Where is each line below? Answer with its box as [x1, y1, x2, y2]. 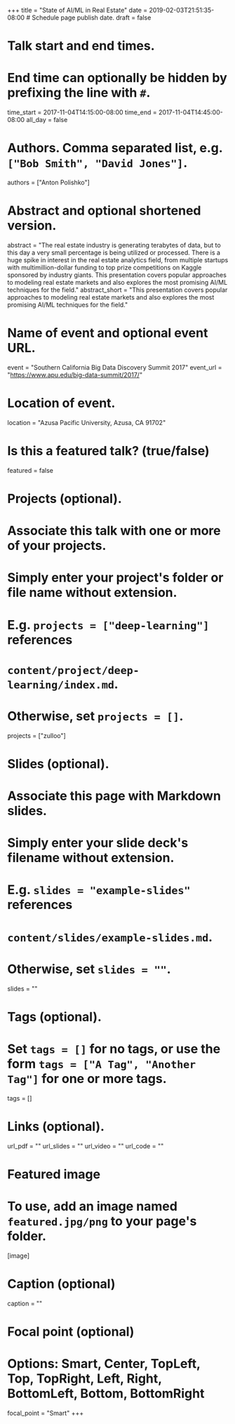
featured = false [7, 466, 54, 474]
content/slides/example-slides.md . [7, 929, 213, 945]
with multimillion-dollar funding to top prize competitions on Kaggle [7, 263, 202, 271]
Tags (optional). [7, 1009, 102, 1025]
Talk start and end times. [7, 38, 155, 54]
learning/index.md [7, 678, 114, 692]
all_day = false [26, 116, 68, 124]
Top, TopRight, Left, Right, [7, 1371, 163, 1387]
